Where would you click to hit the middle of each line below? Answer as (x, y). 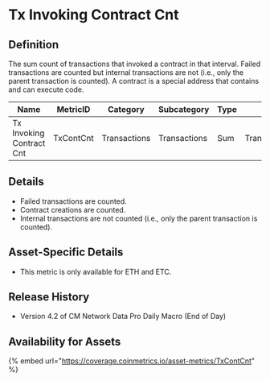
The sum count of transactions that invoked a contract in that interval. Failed (135, 64)
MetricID (74, 109)
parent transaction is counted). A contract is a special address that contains (134, 81)
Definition (33, 45)
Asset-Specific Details (66, 253)
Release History (49, 297)
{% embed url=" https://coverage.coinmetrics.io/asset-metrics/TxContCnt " (132, 361)
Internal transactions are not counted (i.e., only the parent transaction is (139, 218)
